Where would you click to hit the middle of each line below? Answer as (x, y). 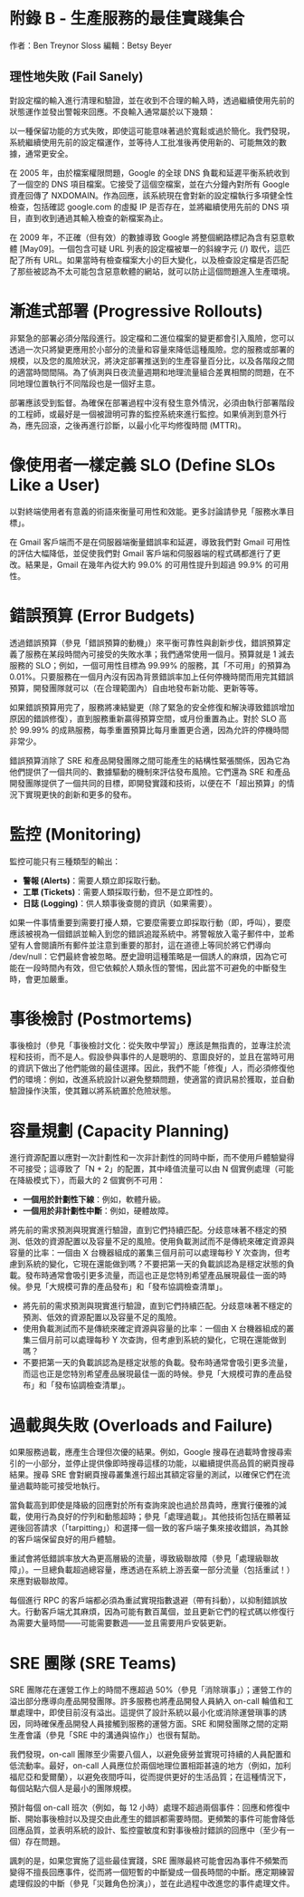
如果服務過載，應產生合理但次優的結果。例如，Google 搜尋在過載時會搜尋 (147, 1452)
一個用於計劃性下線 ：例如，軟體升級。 (94, 1199)
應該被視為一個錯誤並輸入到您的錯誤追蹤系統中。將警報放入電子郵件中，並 (148, 933)
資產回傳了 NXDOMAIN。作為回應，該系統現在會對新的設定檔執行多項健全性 (152, 195)
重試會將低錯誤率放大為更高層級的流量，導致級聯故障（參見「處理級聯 (140, 1558)
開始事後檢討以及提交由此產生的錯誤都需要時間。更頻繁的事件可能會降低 (160, 1819)
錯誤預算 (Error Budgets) (102, 616)
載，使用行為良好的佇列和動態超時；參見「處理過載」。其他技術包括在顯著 (146, 1517)
